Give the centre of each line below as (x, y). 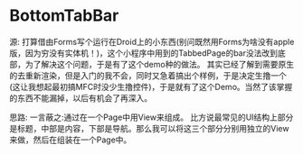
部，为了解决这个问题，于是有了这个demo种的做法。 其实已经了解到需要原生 (152, 64)
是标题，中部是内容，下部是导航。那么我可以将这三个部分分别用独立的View (149, 128)
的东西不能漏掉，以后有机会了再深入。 (80, 98)
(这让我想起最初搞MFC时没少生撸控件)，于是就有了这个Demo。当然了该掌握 (151, 86)
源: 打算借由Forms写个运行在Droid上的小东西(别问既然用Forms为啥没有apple (152, 41)
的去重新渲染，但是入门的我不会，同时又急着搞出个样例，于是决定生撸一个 (148, 75)
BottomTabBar (64, 16)
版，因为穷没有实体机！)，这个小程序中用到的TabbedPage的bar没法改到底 (148, 53)
